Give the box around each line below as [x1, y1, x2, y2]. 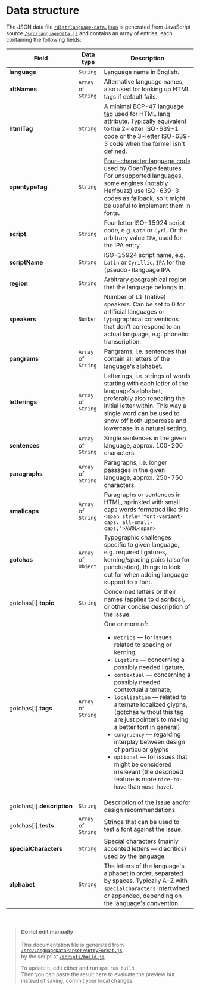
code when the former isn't [109, 139, 186, 148]
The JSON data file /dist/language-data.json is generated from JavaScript [6, 23, 191, 30]
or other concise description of [104, 602, 190, 611]
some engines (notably [104, 179, 168, 187]
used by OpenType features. [104, 164, 183, 172]
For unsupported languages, [104, 171, 183, 180]
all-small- [121, 519, 153, 526]
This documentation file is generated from [20, 942, 124, 949]
